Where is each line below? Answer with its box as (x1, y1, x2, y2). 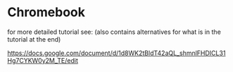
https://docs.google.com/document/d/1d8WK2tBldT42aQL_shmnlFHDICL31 (7, 49, 226, 57)
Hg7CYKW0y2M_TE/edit (7, 56, 79, 64)
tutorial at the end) (7, 35, 61, 43)
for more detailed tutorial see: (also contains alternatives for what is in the (7, 28, 222, 36)
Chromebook (7, 4, 86, 20)
